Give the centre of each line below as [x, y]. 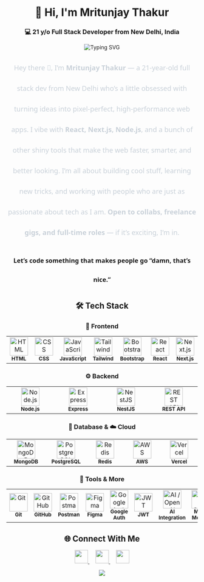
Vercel [179, 461]
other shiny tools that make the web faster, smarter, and [102, 150]
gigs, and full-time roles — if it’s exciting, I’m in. [102, 232]
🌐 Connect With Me [102, 538]
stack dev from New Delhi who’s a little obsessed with [102, 88]
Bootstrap [132, 359]
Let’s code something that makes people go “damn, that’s [102, 261]
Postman [69, 515]
